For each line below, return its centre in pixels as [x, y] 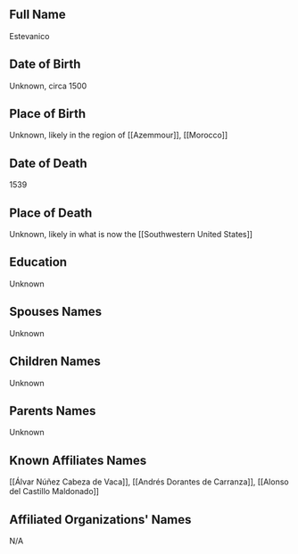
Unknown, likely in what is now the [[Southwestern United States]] [131, 235]
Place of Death [51, 213]
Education [38, 262]
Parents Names [53, 411]
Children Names [55, 362]
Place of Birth [48, 114]
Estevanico [29, 36]
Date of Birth [45, 65]
